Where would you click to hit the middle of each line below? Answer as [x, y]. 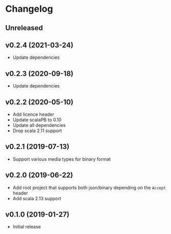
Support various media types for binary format [62, 159]
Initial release [27, 227]
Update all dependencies [39, 125]
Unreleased [24, 28]
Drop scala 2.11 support [37, 131]
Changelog [29, 9]
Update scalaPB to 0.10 [37, 120]
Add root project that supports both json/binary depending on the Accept [89, 187]
